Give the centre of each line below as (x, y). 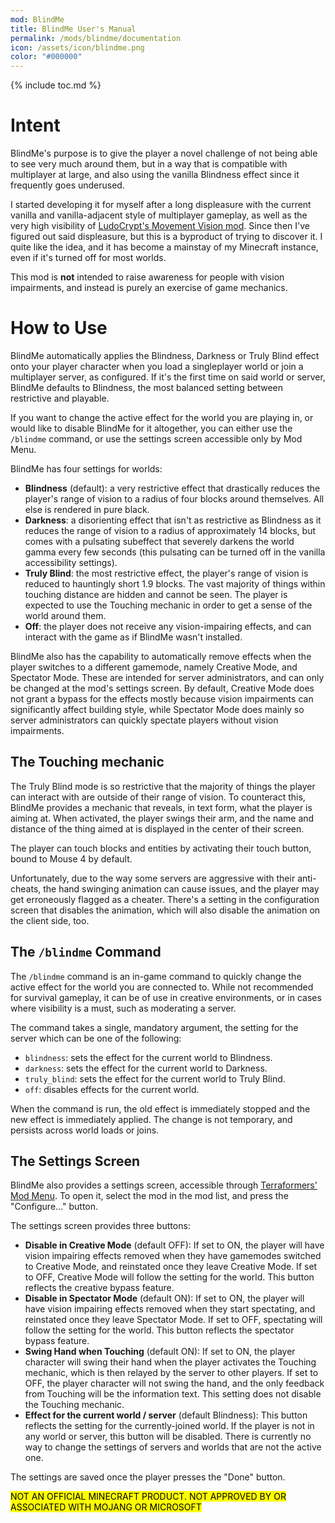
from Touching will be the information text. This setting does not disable (173, 1394)
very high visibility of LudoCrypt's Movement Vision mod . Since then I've (160, 226)
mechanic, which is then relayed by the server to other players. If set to (171, 1373)
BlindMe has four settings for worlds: (86, 469)
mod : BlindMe (37, 19)
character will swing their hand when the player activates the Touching (170, 1362)
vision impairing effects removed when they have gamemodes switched (173, 1256)
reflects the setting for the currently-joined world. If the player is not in (169, 1426)
